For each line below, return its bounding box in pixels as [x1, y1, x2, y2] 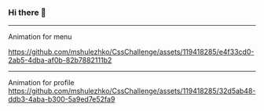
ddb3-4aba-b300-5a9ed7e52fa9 [8, 95, 115, 104]
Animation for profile [8, 78, 75, 88]
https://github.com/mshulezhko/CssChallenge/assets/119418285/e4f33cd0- [8, 47, 255, 57]
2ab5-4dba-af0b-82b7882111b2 [8, 55, 112, 65]
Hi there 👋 [8, 7, 47, 18]
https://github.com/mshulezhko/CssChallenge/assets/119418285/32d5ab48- [8, 86, 256, 96]
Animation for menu [8, 32, 72, 41]
